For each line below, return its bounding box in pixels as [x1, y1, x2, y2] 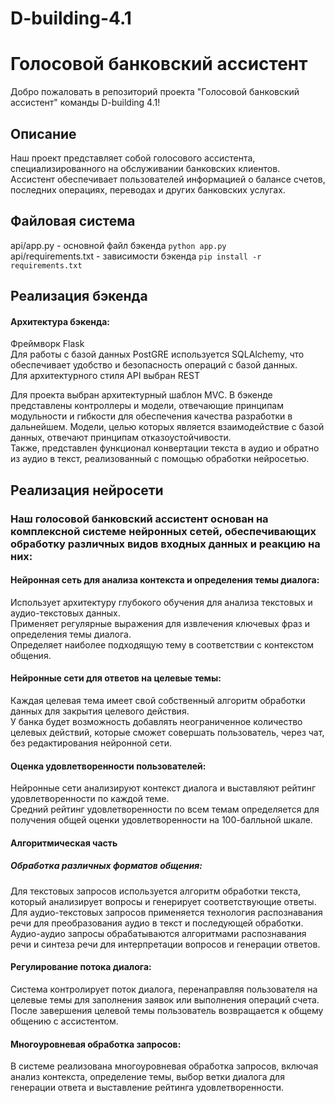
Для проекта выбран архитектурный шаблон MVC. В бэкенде [10, 389, 273, 401]
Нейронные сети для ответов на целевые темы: [10, 672, 222, 684]
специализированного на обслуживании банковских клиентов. [10, 162, 281, 174]
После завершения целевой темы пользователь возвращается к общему [10, 1005, 324, 1017]
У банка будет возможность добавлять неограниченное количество [10, 716, 303, 728]
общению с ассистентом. [10, 1015, 119, 1027]
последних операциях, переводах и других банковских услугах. [10, 183, 286, 196]
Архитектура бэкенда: [10, 315, 111, 327]
